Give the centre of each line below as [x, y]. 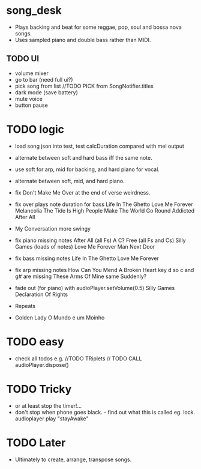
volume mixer [32, 73]
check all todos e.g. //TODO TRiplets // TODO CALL [78, 359]
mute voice [29, 98]
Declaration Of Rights [41, 294]
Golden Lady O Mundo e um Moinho [60, 317]
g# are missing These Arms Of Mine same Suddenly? [81, 276]
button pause [31, 105]
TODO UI [23, 59]
